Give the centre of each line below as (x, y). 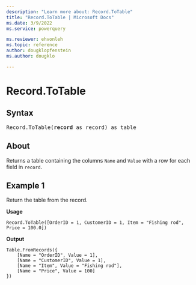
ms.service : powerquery (36, 28)
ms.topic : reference (32, 45)
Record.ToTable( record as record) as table (71, 127)
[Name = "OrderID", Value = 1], (57, 256)
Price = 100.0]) (26, 228)
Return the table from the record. (47, 200)
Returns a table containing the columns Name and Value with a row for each (98, 160)
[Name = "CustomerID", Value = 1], (62, 261)
